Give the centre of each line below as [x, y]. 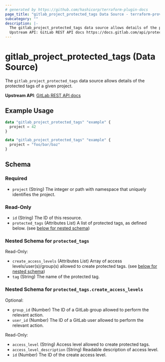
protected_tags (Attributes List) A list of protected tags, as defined [80, 223]
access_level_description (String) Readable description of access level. [85, 349]
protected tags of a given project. [39, 86]
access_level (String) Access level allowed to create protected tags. [81, 344]
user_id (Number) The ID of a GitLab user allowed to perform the [78, 320]
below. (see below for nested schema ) [51, 228]
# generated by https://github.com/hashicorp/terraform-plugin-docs [77, 10]
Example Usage [29, 111]
